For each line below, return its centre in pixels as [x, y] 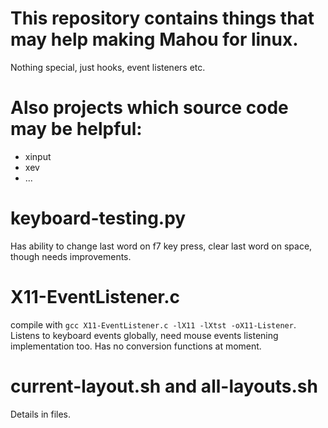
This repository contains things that [162, 18]
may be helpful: [76, 129]
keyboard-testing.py [98, 218]
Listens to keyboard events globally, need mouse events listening [144, 335]
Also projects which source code [149, 108]
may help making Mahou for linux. [154, 39]
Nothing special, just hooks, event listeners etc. [108, 67]
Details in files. [41, 414]
